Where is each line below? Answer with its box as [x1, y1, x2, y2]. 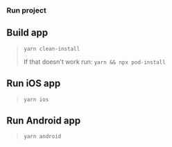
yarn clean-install [23, 45, 80, 52]
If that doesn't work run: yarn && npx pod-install [23, 58, 166, 66]
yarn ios [23, 96, 49, 103]
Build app [6, 27, 49, 39]
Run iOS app [6, 78, 61, 89]
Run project [6, 6, 46, 15]
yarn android [23, 133, 62, 140]
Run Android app [6, 114, 81, 126]
